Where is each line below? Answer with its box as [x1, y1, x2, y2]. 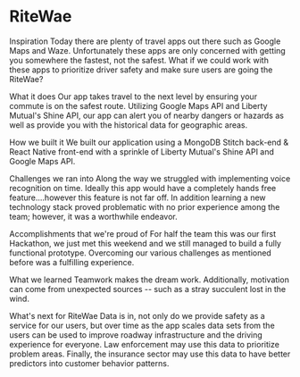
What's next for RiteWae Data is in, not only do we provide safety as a [9, 310, 265, 321]
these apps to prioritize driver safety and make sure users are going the [9, 64, 273, 75]
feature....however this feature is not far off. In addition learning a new [9, 192, 266, 203]
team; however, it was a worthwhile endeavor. [9, 211, 178, 222]
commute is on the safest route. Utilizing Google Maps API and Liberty [9, 100, 268, 111]
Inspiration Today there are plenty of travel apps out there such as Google [9, 36, 281, 46]
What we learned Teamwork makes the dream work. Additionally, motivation [9, 274, 290, 285]
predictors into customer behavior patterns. [9, 357, 170, 368]
